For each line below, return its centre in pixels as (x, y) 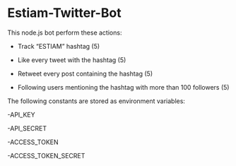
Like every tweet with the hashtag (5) (72, 60)
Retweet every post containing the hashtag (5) (85, 73)
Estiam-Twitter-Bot (64, 13)
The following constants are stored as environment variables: (96, 101)
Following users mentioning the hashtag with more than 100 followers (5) (123, 87)
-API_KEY (21, 114)
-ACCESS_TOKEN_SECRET (46, 155)
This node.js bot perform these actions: (65, 32)
